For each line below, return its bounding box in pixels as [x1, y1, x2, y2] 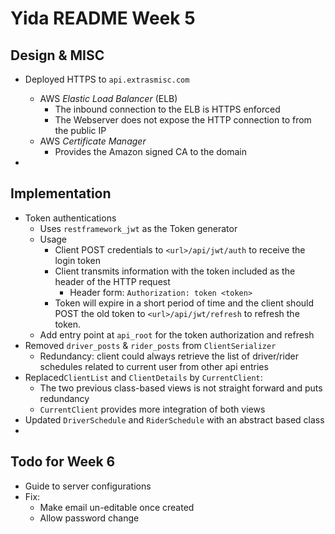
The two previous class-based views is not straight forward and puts [39, 382, 323, 394]
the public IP [54, 125, 107, 136]
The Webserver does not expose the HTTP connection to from [54, 114, 312, 126]
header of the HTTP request [54, 275, 171, 287]
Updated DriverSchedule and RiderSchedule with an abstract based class [24, 413, 325, 426]
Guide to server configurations [24, 480, 152, 492]
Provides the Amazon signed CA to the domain [54, 146, 248, 157]
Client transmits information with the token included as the [54, 265, 296, 277]
